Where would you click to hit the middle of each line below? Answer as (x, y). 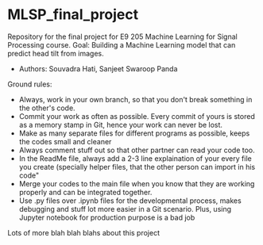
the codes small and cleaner (65, 141)
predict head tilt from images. (56, 53)
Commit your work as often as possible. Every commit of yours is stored (137, 116)
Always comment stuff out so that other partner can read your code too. (137, 150)
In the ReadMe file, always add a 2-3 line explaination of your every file (135, 158)
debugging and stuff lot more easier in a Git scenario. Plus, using (125, 209)
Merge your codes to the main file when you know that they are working (137, 183)
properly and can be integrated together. (85, 192)
